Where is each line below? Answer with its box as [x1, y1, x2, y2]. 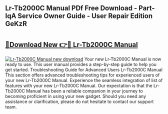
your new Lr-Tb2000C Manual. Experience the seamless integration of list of [5, 77, 163, 83]
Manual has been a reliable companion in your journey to [25, 88, 143, 94]
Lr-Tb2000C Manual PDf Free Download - [5, 4, 137, 12]
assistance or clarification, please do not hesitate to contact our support [5, 98, 154, 104]
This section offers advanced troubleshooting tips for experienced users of [5, 72, 160, 78]
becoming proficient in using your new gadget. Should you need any [5, 93, 146, 99]
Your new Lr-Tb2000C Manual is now [84, 56, 161, 62]
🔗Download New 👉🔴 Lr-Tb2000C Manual [5, 40, 138, 49]
